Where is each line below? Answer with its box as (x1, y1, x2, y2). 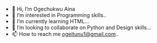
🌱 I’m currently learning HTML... (11, 18, 90, 24)
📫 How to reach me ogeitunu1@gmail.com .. (11, 31, 119, 37)
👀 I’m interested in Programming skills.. (11, 12, 107, 19)
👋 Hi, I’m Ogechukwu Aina (11, 6, 76, 12)
